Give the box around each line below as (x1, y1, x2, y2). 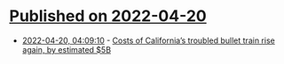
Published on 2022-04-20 (9, 6, 207, 26)
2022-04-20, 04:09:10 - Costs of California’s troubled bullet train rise (21, 35, 275, 46)
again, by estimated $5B (21, 44, 112, 54)
